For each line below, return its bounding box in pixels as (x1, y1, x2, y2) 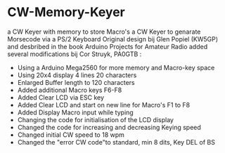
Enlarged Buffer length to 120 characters (17, 78, 135, 86)
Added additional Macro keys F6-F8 (17, 86, 122, 94)
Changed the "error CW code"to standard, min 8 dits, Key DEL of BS (17, 138, 216, 146)
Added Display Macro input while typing (17, 108, 134, 117)
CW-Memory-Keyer (7, 4, 125, 20)
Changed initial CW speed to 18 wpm (17, 131, 125, 139)
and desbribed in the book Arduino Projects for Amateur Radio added (7, 42, 208, 51)
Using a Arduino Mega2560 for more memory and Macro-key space (17, 63, 215, 72)
